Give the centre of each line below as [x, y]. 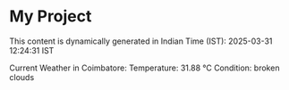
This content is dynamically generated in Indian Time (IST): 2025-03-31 [141, 41]
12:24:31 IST [32, 50]
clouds [22, 77]
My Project [51, 16]
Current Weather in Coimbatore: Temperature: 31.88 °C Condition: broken [144, 68]
